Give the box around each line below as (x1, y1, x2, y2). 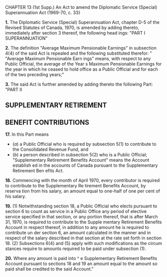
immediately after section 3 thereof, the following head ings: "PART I (5, 30, 146, 36)
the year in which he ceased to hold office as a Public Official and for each (5, 66, 158, 72)
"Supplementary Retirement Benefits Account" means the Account (12, 157, 150, 163)
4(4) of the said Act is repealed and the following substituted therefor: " (5, 50, 152, 56)
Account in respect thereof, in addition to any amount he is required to (5, 224, 150, 230)
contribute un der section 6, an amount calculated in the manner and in (5, 230, 151, 236)
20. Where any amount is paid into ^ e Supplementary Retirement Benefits (5, 255, 158, 261)
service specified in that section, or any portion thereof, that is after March (5, 214, 158, 220)
